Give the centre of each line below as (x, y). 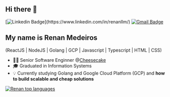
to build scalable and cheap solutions (53, 79)
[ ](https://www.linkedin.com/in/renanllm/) (68, 21)
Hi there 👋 (21, 9)
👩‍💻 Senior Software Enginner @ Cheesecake (59, 60)
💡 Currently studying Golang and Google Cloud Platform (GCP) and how (89, 73)
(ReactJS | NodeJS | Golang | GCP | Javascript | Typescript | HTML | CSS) (84, 50)
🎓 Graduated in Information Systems (52, 66)
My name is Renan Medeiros (51, 38)
